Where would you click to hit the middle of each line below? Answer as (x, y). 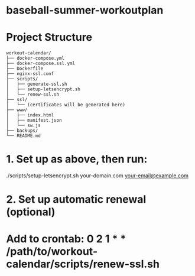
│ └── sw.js (24, 126)
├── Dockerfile (25, 69)
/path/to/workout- (52, 251)
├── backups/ (22, 131)
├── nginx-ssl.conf (30, 74)
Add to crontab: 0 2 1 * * (66, 239)
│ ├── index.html (30, 115)
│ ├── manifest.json (34, 121)
